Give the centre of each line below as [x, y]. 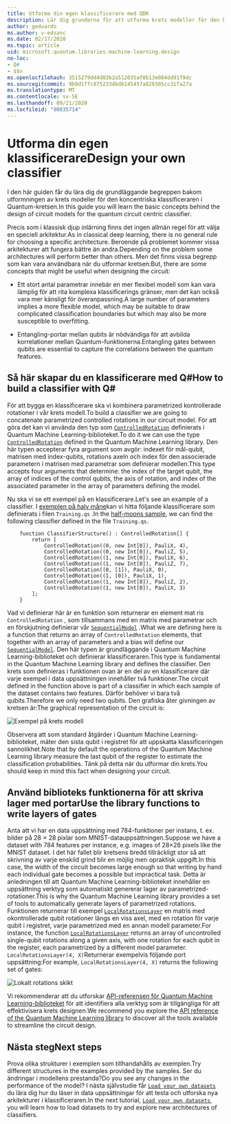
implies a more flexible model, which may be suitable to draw [103, 306]
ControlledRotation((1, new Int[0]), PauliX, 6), [116, 558]
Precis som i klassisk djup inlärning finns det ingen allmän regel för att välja [113, 227]
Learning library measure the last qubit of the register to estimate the [105, 756]
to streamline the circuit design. [52, 1026]
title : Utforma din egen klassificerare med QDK [78, 13]
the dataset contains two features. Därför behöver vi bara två [94, 693]
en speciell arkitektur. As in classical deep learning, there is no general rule [112, 234]
